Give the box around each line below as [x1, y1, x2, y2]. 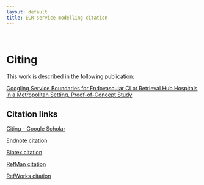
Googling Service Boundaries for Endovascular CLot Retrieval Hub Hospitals [6, 85, 198, 92]
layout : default [6, 9, 48, 15]
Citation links [6, 109, 58, 119]
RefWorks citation [6, 172, 51, 180]
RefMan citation [6, 161, 46, 168]
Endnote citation [6, 137, 48, 144]
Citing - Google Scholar [6, 125, 66, 132]
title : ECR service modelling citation [6, 15, 108, 21]
